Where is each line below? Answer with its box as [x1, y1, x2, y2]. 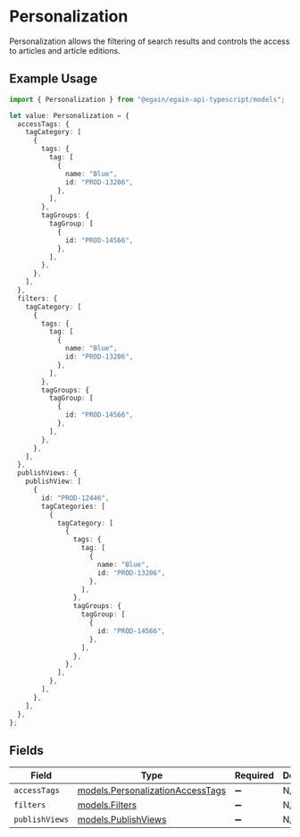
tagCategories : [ [41, 502, 105, 511]
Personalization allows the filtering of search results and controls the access [9, 36, 290, 46]
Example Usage [9, 72, 98, 87]
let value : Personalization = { [9, 111, 129, 120]
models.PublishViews [77, 814, 167, 826]
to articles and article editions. [9, 45, 121, 55]
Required [235, 769, 274, 782]
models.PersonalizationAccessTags [77, 784, 227, 797]
